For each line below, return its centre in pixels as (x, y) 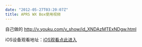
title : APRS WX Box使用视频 (33, 14)
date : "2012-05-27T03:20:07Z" (37, 10)
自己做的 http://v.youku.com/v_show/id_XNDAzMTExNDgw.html (71, 29)
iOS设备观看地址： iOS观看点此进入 (41, 40)
